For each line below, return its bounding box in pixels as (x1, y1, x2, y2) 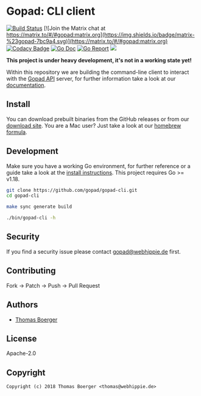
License (6, 333, 37, 343)
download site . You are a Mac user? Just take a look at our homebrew (6, 122, 182, 129)
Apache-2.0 (6, 350, 37, 357)
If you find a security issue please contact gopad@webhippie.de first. (6, 248, 181, 255)
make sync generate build (6, 204, 72, 210)
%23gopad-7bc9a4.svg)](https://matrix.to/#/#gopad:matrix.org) (6, 37, 168, 45)
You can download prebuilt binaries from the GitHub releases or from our (6, 115, 189, 123)
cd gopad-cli (6, 193, 40, 199)
